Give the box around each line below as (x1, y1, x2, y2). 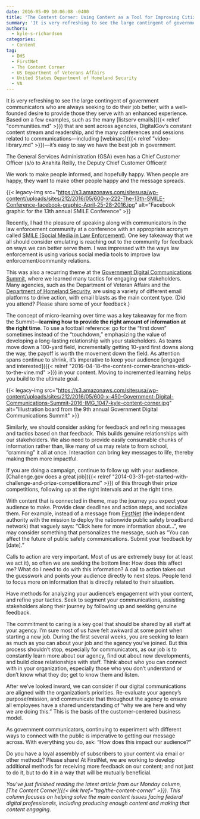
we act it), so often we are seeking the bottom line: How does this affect (6, 559, 183, 566)
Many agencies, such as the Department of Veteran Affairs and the (6, 281, 170, 288)
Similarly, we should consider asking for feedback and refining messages (6, 423, 186, 431)
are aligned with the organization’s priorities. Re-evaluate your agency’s (6, 689, 182, 696)
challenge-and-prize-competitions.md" (6, 479, 102, 486)
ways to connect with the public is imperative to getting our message (6, 732, 176, 739)
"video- (152, 135, 171, 142)
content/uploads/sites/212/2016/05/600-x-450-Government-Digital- (6, 393, 174, 400)
